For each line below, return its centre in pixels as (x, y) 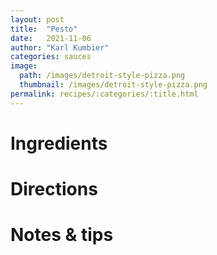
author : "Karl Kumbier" (60, 47)
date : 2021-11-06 (51, 38)
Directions (54, 189)
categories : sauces (51, 57)
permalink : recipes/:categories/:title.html (104, 94)
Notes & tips (62, 235)
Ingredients (59, 143)
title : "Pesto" (44, 29)
